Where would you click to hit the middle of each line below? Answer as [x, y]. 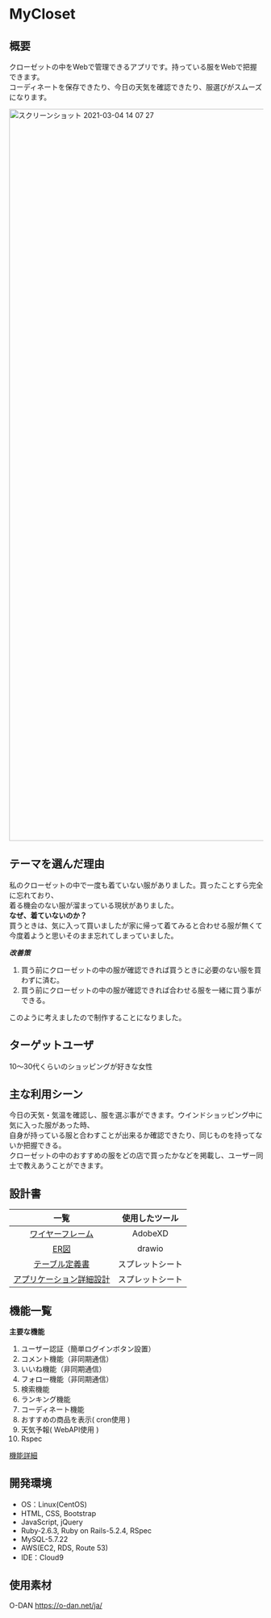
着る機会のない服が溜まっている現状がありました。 [94, 905]
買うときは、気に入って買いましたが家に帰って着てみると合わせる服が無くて [136, 925]
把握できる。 [44, 1145]
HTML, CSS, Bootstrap [58, 1513]
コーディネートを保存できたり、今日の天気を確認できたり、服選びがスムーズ [136, 87]
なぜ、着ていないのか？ [48, 915]
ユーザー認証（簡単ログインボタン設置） [88, 1349]
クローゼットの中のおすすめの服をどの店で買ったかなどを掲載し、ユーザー [133, 1156]
